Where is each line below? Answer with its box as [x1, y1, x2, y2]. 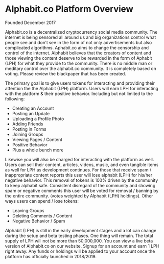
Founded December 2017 [5, 20, 56, 25]
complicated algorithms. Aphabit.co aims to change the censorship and [5, 45, 149, 50]
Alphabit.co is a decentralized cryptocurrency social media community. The [5, 29, 158, 35]
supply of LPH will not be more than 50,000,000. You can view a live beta [5, 238, 153, 243]
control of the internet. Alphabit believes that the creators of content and [5, 50, 152, 56]
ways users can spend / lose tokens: [5, 198, 79, 204]
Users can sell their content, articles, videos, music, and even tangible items [5, 162, 159, 168]
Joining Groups [12, 131, 44, 137]
